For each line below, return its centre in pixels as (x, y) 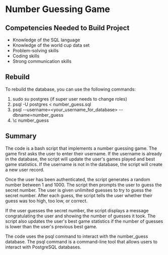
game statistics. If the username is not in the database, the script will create (84, 164)
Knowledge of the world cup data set (51, 45)
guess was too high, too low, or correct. (46, 201)
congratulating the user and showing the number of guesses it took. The (80, 216)
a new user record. (25, 169)
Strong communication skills (42, 61)
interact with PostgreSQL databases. (43, 247)
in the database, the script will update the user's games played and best (80, 159)
